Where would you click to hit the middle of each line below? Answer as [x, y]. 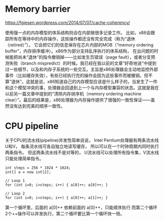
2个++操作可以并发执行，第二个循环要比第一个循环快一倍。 [65, 213]
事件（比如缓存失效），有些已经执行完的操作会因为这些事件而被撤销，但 [77, 75]
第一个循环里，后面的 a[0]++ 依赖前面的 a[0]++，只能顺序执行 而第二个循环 [81, 207]
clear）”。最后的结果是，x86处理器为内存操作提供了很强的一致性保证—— [78, 100]
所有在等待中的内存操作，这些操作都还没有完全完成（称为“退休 [72, 39]
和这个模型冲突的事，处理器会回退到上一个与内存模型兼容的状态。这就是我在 [82, 88]
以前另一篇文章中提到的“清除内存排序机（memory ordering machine [73, 93]
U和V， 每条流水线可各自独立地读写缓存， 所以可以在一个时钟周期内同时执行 [82, 146]
